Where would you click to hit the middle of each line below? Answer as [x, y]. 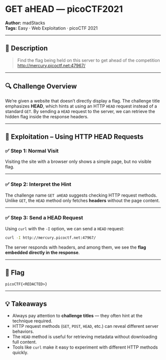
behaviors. [23, 332]
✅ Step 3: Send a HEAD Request [44, 218]
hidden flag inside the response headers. [47, 116]
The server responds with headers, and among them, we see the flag [76, 247]
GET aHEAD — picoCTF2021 [64, 9]
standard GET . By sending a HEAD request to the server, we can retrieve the [80, 111]
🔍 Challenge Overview [41, 86]
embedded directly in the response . [42, 252]
